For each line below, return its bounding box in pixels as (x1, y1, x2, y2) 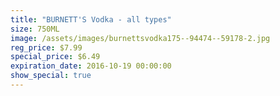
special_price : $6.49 (10, 52, 101, 62)
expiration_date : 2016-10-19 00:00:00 (10, 61, 172, 71)
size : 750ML (10, 24, 60, 34)
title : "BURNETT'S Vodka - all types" (10, 14, 172, 25)
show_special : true (10, 71, 92, 81)
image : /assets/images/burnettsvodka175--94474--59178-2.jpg (10, 33, 271, 43)
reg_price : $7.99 (10, 42, 83, 53)
